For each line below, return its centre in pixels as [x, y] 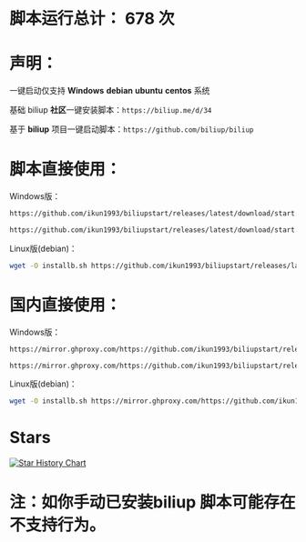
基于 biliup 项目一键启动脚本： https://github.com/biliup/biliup [132, 129]
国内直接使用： [66, 305]
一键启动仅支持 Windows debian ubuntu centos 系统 [110, 91]
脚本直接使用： [66, 170]
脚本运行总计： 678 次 [92, 19]
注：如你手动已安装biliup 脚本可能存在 [153, 502]
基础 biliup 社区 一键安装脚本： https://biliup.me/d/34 [111, 110]
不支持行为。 [58, 525]
